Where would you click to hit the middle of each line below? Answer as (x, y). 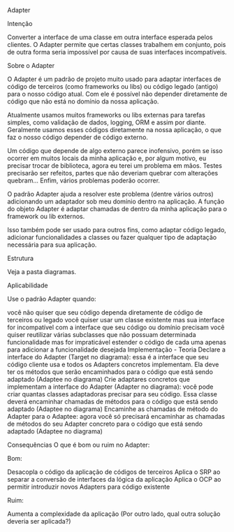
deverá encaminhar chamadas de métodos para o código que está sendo (113, 402)
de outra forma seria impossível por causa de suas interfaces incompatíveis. (117, 52)
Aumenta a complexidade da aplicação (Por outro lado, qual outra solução (114, 514)
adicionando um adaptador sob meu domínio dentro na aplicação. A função (116, 201)
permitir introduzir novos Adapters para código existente (89, 487)
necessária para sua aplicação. (52, 245)
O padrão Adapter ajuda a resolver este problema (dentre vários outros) (111, 194)
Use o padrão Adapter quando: (52, 299)
